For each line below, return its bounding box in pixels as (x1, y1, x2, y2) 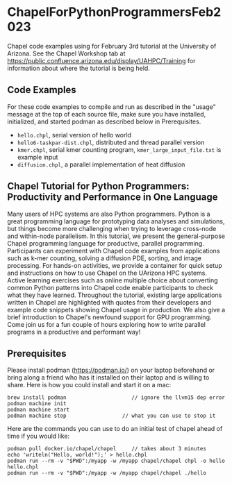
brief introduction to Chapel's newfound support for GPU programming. (7, 313, 212, 321)
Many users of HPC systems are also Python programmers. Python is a (7, 210, 210, 218)
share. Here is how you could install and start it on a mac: (7, 381, 172, 389)
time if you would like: (7, 432, 70, 441)
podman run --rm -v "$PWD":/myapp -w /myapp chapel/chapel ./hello (7, 470, 207, 477)
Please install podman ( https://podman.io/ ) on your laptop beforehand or (7, 366, 215, 375)
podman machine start (7, 407, 70, 414)
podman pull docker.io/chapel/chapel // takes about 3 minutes (7, 446, 207, 452)
